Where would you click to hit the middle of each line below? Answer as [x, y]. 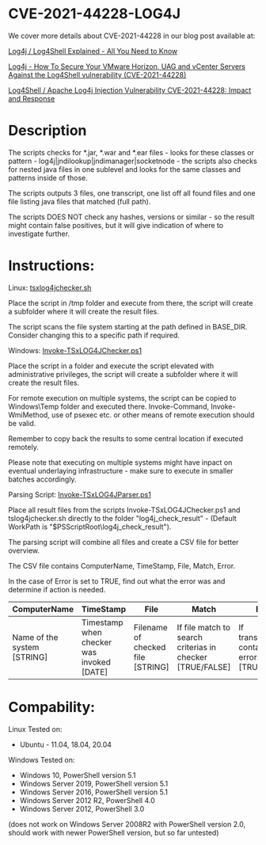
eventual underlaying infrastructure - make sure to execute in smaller [121, 470]
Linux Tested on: [35, 729]
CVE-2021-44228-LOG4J [94, 14]
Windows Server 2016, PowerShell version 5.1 [94, 792]
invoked [96, 662]
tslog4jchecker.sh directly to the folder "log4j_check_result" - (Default [123, 518]
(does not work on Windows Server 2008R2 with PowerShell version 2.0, [127, 824]
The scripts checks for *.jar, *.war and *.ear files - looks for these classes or [131, 152]
